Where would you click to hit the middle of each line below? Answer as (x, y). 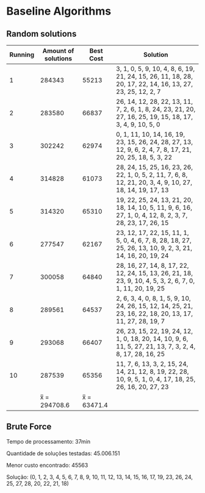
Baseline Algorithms (59, 11)
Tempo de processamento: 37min (49, 441)
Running (22, 55)
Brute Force (29, 427)
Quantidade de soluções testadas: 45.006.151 (63, 453)
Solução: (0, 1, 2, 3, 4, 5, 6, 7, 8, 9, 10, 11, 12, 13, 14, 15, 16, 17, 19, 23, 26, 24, (100, 477)
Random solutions (41, 34)
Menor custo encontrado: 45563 (47, 465)
